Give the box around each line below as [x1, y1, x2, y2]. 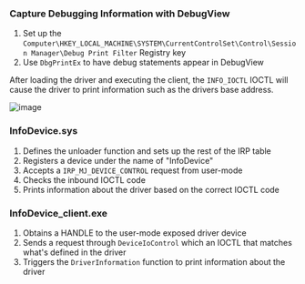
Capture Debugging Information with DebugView [9, 7, 230, 20]
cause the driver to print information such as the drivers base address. [9, 85, 274, 96]
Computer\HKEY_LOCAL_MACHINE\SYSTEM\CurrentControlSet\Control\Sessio [22, 39, 297, 48]
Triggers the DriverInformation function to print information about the [22, 256, 286, 267]
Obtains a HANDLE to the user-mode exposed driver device [22, 227, 248, 238]
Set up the [22, 28, 62, 39]
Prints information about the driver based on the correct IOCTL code [22, 184, 280, 195]
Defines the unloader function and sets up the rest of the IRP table [22, 145, 271, 157]
